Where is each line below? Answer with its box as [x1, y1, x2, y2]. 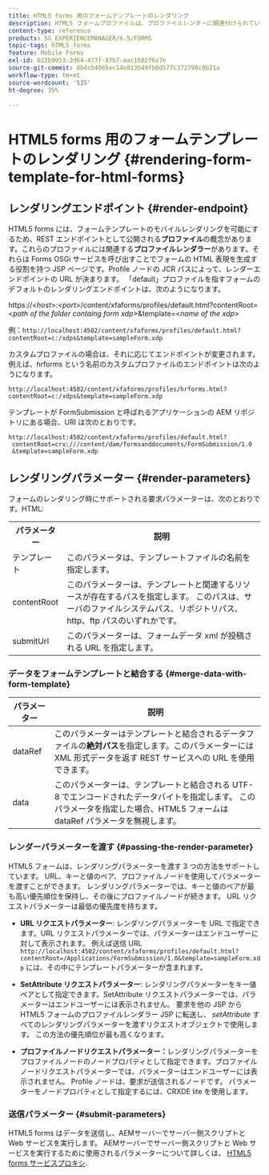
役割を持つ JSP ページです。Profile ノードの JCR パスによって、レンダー [14, 264, 254, 274]
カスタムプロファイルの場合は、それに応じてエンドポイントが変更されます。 [8, 349, 260, 359]
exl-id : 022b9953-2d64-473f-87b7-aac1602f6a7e [8, 57, 167, 65]
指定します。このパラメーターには [126, 740, 254, 751]
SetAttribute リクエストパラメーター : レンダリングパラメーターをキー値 [19, 979, 257, 989]
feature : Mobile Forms [8, 49, 84, 57]
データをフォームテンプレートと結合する [8, 668, 164, 679]
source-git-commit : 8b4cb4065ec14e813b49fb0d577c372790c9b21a [8, 64, 220, 72]
